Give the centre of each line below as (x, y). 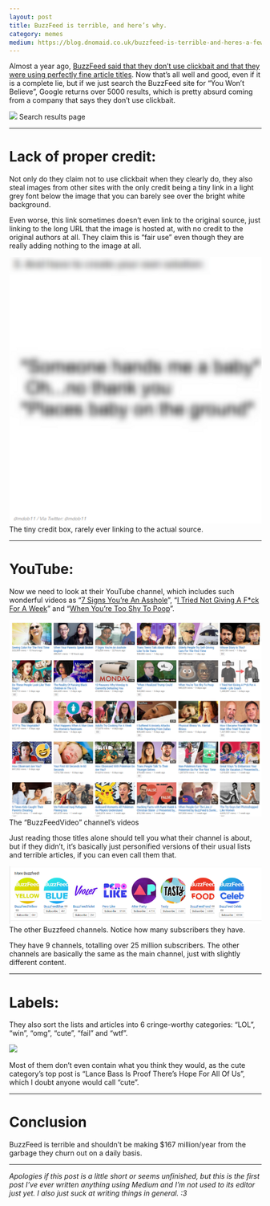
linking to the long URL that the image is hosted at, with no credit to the (126, 229)
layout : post (31, 17)
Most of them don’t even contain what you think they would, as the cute (127, 1065)
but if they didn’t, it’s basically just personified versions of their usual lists (130, 846)
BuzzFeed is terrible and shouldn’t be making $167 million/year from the (128, 1145)
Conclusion (48, 1122)
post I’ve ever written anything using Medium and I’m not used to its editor (132, 1185)
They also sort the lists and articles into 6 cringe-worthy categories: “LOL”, (132, 1025)
